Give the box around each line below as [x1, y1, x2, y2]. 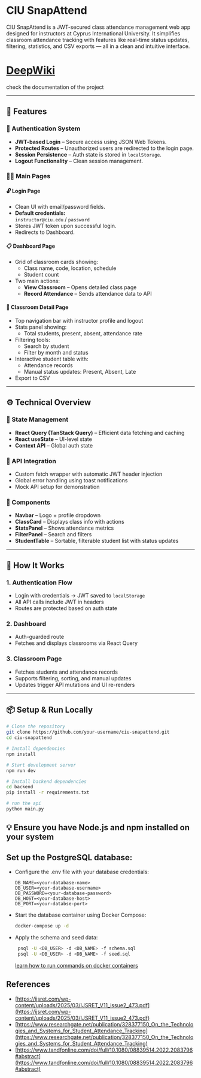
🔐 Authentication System [6, 124, 81, 133]
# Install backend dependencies [6, 778, 87, 785]
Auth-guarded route [14, 633, 65, 641]
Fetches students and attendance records [14, 668, 118, 675]
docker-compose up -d [14, 923, 69, 929]
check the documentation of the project [6, 83, 104, 91]
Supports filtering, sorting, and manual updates [14, 674, 132, 681]
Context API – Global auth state [14, 442, 93, 449]
